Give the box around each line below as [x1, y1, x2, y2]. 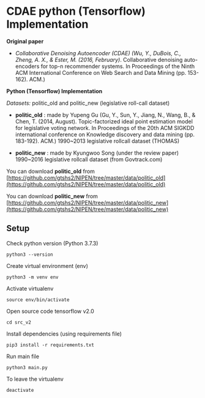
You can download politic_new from [6, 192, 98, 200]
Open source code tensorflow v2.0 [6, 307, 95, 315]
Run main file [6, 353, 40, 360]
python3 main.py [6, 364, 48, 370]
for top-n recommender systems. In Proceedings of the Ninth [40, 63, 195, 70]
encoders [15, 63, 40, 70]
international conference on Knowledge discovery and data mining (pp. [15, 131, 195, 138]
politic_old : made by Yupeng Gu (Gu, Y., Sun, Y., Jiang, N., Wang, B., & [15, 111, 196, 118]
